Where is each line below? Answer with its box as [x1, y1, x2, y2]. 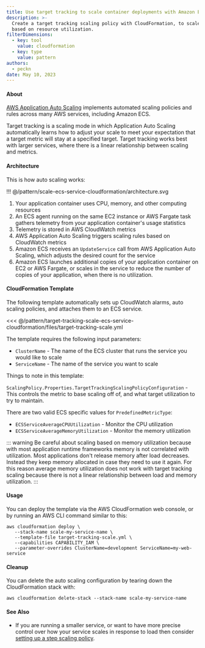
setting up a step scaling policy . [15, 635, 95, 642]
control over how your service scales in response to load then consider [15, 628, 194, 636]
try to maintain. [6, 397, 45, 404]
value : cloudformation [17, 43, 75, 50]
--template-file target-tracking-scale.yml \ [14, 534, 132, 541]
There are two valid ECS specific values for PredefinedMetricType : [6, 408, 173, 416]
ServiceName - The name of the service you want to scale [15, 360, 159, 367]
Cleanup [6, 563, 29, 570]
